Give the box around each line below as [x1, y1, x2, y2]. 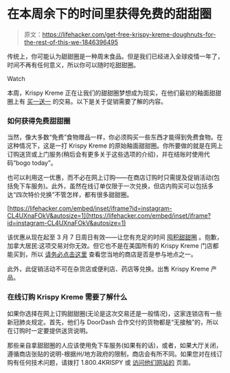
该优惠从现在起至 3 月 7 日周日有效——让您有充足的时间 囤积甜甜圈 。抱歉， [7, 233, 223, 241]
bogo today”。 [16, 159, 57, 167]
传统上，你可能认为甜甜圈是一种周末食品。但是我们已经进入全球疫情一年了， [7, 52, 224, 60]
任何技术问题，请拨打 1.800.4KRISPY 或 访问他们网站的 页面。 [19, 358, 194, 366]
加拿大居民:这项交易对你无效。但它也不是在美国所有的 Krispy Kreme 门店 [7, 242, 213, 250]
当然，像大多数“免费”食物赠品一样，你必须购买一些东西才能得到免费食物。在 [7, 133, 223, 142]
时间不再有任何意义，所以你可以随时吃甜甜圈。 [7, 60, 139, 69]
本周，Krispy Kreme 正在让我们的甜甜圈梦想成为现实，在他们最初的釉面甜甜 [7, 89, 222, 97]
